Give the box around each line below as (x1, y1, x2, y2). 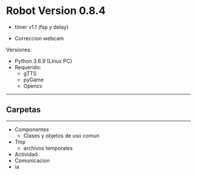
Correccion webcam (14, 35, 64, 42)
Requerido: (14, 63, 42, 71)
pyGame (23, 76, 44, 83)
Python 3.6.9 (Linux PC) (14, 57, 72, 64)
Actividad (14, 150, 38, 157)
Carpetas (6, 105, 41, 115)
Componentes (14, 126, 49, 133)
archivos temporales (23, 145, 73, 152)
